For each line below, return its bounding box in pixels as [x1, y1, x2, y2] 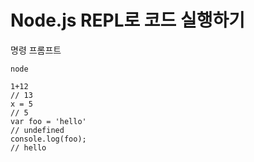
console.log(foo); [10, 134, 87, 144]
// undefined [10, 125, 65, 135]
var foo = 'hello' [10, 116, 87, 126]
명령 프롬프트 [10, 44, 62, 56]
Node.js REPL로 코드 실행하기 [10, 9, 246, 32]
